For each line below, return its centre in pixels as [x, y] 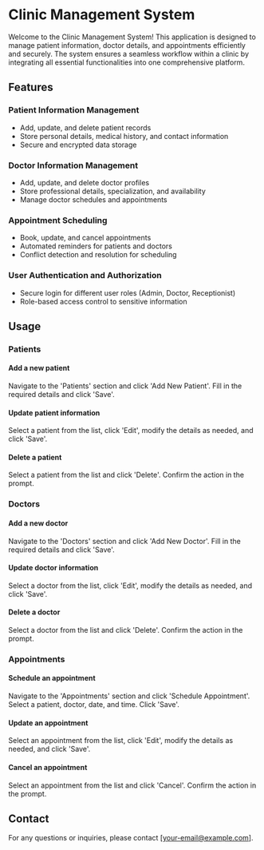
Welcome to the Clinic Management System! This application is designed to [132, 37]
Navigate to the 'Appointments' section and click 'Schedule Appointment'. [129, 696]
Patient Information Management [74, 110]
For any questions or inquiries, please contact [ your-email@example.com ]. [131, 838]
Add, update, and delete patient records [85, 127]
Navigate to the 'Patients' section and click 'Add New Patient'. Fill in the [125, 386]
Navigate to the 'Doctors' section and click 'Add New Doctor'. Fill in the [124, 541]
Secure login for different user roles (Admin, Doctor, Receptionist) [128, 292]
